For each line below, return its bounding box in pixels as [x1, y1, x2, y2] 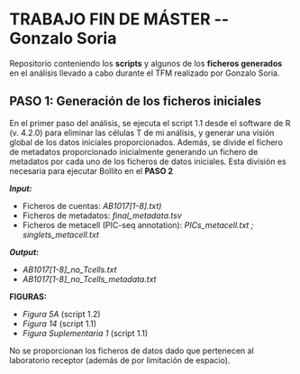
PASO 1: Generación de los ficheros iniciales [9, 94, 261, 109]
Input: [9, 183, 33, 194]
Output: [9, 246, 40, 257]
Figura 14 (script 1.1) [22, 318, 97, 329]
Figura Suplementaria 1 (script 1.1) [22, 327, 149, 338]
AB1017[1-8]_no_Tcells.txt [22, 264, 117, 275]
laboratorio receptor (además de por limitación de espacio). [9, 354, 231, 365]
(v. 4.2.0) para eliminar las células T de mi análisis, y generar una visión [9, 127, 275, 138]
